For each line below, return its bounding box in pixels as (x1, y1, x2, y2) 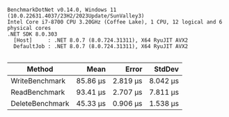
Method (26, 64, 54, 74)
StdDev (154, 64, 180, 74)
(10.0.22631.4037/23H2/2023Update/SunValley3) (7, 13, 145, 19)
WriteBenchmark (10, 76, 66, 86)
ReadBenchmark (10, 88, 65, 97)
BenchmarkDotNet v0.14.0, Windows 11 (7, 6, 117, 13)
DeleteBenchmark (10, 99, 70, 108)
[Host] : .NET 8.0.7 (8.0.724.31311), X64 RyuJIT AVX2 (13, 37, 189, 44)
